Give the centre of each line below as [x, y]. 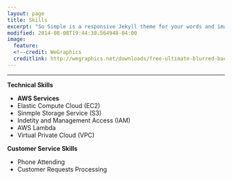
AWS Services [38, 98]
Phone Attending [41, 162]
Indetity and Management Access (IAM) [74, 120]
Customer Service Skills [42, 148]
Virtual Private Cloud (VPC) [56, 135]
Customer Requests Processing [62, 169]
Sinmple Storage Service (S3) [59, 113]
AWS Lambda [37, 127]
